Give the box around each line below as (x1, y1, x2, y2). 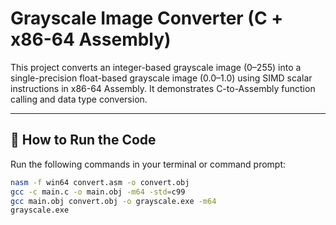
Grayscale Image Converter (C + (10, 7, 284, 30)
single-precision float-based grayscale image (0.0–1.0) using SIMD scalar (10, 72, 313, 84)
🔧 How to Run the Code (10, 132, 157, 149)
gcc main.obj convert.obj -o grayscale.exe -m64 (10, 196, 217, 206)
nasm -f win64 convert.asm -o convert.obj (10, 177, 190, 187)
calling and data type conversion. (10, 93, 148, 105)
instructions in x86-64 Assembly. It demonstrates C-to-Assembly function (10, 82, 316, 94)
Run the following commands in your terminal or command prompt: (10, 158, 287, 170)
